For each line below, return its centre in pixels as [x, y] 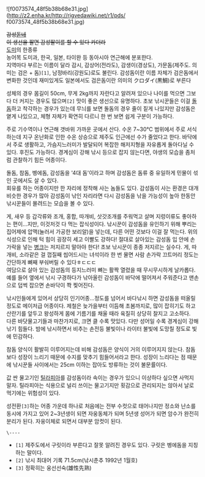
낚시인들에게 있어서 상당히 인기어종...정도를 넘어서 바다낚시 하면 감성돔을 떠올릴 [101, 298]
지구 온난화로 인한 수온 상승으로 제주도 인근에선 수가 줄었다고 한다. [102, 137]
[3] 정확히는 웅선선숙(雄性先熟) [53, 468]
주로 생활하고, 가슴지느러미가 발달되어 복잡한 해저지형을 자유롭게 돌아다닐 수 [103, 144]
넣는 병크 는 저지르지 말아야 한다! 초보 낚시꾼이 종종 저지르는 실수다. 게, [106, 247]
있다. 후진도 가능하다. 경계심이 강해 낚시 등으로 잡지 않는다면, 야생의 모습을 [95, 152]
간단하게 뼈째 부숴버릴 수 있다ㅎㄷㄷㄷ [51, 262]
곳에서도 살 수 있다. [35, 180]
